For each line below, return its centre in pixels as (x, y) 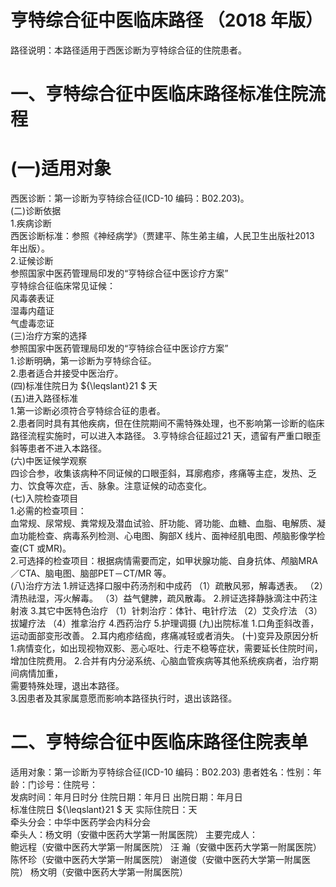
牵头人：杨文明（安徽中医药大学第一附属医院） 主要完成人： (134, 834)
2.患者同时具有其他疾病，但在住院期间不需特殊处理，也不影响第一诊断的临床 (167, 423)
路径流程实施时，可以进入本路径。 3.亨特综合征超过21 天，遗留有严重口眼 (161, 436)
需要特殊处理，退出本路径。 (67, 686)
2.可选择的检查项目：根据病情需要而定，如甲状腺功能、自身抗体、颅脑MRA (164, 561)
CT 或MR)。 (47, 548)
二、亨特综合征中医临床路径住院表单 (159, 742)
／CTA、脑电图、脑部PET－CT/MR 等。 (91, 573)
